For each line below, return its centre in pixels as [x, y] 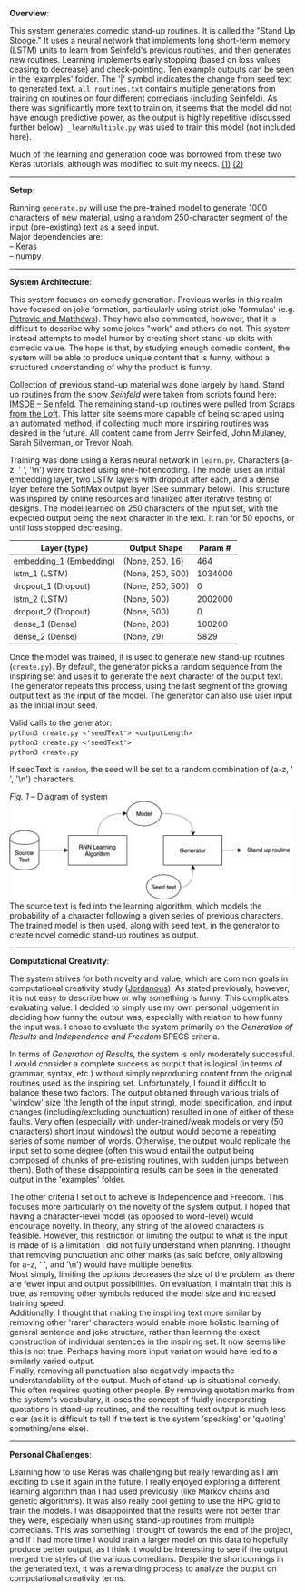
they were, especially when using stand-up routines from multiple [132, 1520]
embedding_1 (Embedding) [64, 561]
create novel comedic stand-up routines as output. [104, 935]
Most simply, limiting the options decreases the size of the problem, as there [152, 1273]
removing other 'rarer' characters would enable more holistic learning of [144, 1322]
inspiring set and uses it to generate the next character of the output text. [147, 676]
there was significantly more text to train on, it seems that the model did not [151, 108]
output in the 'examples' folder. [68, 1179]
